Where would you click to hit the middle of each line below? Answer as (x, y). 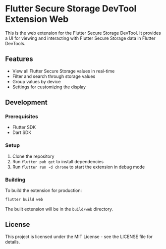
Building (15, 180)
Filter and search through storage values (54, 76)
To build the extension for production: (44, 190)
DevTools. (15, 43)
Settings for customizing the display (49, 87)
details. (13, 242)
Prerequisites (22, 117)
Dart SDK (22, 132)
